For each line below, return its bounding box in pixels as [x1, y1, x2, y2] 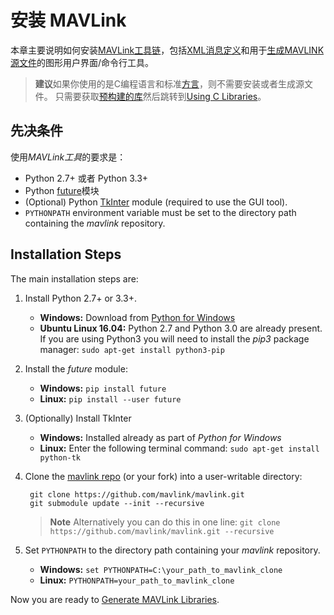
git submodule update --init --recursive [29, 498, 205, 508]
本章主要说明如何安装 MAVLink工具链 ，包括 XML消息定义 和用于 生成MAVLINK [10, 44, 325, 56]
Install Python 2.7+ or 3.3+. [24, 292, 137, 304]
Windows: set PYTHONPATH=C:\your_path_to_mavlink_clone [39, 563, 283, 575]
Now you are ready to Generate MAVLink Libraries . [10, 593, 220, 605]
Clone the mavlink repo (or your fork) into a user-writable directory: [24, 470, 303, 482]
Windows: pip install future [39, 382, 167, 394]
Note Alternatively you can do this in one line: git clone [49, 516, 281, 528]
